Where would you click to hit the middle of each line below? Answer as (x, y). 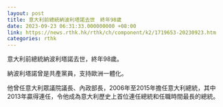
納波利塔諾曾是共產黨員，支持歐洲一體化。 (67, 74)
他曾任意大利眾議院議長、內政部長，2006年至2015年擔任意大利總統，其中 (111, 88)
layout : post (26, 13)
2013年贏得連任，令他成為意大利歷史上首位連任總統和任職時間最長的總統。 (113, 97)
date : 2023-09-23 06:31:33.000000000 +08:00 (72, 26)
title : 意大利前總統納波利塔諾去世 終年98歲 (64, 20)
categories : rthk (32, 39)
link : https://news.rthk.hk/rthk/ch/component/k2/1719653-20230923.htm (111, 32)
